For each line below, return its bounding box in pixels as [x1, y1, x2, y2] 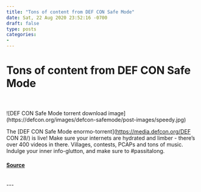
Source [6, 161, 26, 168]
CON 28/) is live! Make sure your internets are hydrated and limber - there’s [6, 134, 196, 141]
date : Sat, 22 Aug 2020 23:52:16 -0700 [6, 15, 108, 21]
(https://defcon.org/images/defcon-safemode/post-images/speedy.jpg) [6, 116, 186, 123]
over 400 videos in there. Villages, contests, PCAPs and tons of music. [6, 141, 184, 148]
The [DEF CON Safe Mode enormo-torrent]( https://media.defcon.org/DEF [6, 127, 191, 135]
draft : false [6, 20, 40, 26]
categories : [6, 32, 37, 38]
